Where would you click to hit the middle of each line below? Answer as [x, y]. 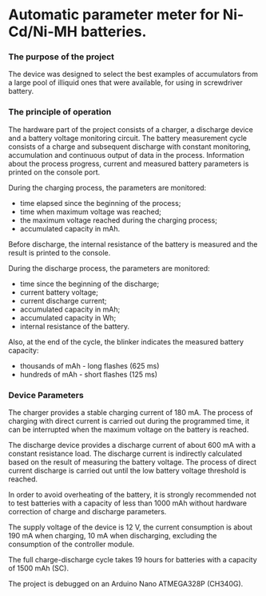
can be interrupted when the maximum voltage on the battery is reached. [129, 429]
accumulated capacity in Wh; [68, 317]
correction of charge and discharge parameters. [87, 512]
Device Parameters [46, 395]
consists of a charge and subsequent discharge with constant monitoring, [130, 147]
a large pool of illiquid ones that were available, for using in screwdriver [126, 83]
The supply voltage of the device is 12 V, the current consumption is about [131, 527]
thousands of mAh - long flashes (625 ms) [89, 365]
